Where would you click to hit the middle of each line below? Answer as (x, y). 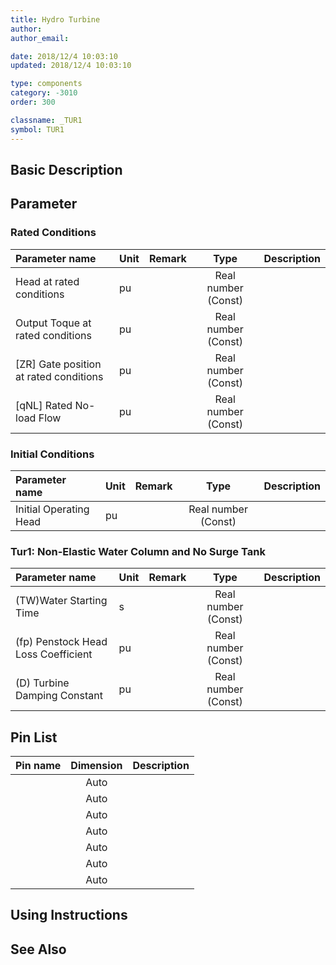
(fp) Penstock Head (61, 642)
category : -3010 (44, 93)
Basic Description (66, 169)
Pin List (34, 737)
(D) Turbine (42, 683)
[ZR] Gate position (58, 364)
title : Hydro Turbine (55, 19)
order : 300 (33, 102)
